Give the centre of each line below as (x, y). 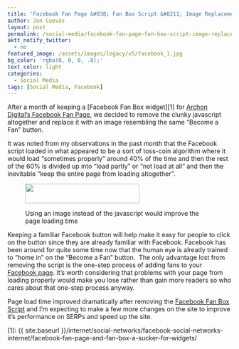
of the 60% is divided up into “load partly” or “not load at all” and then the (116, 166)
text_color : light (34, 67)
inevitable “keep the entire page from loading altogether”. (91, 174)
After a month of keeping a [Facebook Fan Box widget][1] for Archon (108, 107)
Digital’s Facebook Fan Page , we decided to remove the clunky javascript (115, 115)
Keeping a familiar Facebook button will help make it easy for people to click (119, 235)
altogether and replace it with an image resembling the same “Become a (113, 123)
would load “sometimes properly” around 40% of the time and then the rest (118, 159)
